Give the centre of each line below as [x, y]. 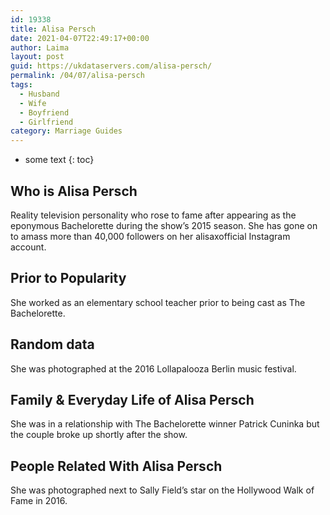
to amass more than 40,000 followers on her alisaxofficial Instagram [150, 236]
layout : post [37, 57]
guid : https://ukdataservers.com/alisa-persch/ [111, 66]
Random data [52, 344]
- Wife [33, 103]
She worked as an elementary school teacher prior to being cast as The [158, 302]
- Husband [39, 94]
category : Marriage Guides [66, 131]
